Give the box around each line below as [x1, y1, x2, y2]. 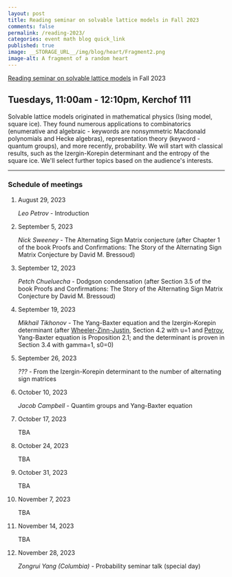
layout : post [8, 10, 45, 17]
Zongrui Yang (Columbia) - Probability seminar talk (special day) [17, 562, 201, 570]
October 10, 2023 [17, 388, 67, 396]
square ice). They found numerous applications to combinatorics [8, 119, 191, 128]
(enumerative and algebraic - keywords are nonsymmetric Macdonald [8, 127, 206, 135]
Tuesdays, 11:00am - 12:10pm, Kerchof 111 [8, 94, 191, 106]
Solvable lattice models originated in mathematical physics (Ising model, [8, 112, 213, 121]
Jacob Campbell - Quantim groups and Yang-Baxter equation [17, 401, 193, 409]
